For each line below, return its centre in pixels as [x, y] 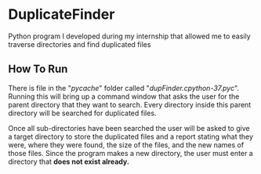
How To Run [38, 69]
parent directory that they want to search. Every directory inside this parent [130, 104]
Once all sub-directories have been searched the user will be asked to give [129, 128]
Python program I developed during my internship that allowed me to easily [129, 36]
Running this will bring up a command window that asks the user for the [124, 96]
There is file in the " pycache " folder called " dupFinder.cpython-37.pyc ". [124, 88]
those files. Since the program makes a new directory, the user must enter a [130, 153]
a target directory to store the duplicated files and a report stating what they [130, 136]
